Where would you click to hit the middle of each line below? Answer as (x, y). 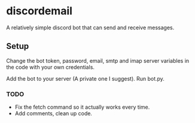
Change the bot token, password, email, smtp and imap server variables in (98, 60)
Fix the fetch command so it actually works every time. (82, 107)
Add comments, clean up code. (54, 113)
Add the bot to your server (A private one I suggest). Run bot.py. (85, 78)
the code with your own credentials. (50, 67)
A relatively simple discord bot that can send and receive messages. (90, 27)
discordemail (39, 11)
